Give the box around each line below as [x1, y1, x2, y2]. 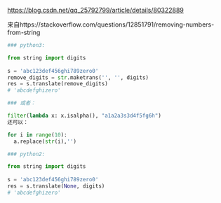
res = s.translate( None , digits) [7, 183, 105, 190]
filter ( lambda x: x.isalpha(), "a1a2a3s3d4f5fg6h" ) [7, 112, 161, 119]
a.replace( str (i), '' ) [13, 138, 77, 145]
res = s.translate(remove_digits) [7, 80, 109, 87]
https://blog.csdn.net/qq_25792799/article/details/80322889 [7, 6, 184, 14]
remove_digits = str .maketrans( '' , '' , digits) [7, 73, 149, 81]
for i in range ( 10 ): [7, 131, 68, 139]
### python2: [7, 150, 46, 157]
